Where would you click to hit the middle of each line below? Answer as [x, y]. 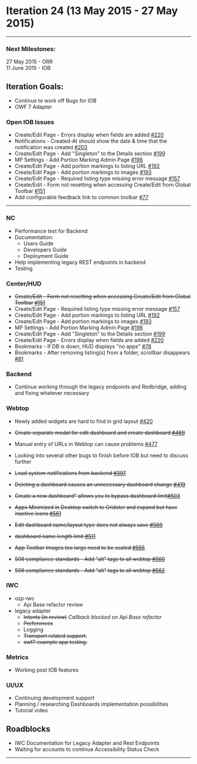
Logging [33, 629]
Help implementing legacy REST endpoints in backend [80, 262]
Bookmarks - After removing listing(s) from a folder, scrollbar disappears [102, 352]
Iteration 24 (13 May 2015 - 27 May [92, 11]
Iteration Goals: [35, 86]
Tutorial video [31, 711]
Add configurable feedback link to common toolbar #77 [81, 197]
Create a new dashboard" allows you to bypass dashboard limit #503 [97, 495]
